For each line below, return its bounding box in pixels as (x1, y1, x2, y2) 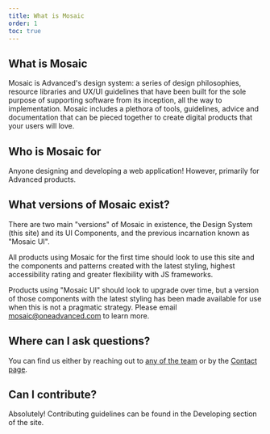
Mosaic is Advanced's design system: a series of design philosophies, (8, 78, 242, 88)
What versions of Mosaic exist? (8, 198, 170, 212)
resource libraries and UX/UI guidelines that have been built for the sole (8, 86, 247, 97)
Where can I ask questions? (8, 335, 151, 348)
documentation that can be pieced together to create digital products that (8, 112, 252, 122)
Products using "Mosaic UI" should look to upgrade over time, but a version (8, 284, 260, 295)
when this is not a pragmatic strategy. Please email (8, 302, 177, 312)
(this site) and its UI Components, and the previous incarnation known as (8, 228, 250, 238)
